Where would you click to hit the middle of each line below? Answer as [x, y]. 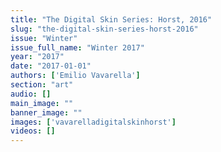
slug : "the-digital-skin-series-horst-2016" [104, 29]
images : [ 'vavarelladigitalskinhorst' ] [93, 122]
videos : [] [33, 131]
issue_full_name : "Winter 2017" [77, 47]
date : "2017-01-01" [51, 66]
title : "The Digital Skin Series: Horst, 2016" [111, 19]
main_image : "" [42, 103]
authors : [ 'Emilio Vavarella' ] [75, 76]
